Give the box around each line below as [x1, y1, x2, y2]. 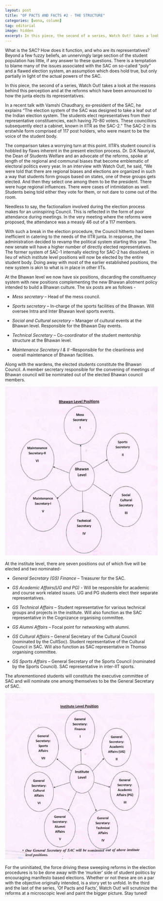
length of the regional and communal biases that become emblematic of [5, 158, 149, 164]
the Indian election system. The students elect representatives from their [5, 113, 150, 118]
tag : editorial [5, 23, 36, 28]
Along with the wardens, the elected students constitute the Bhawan [5, 362, 142, 367]
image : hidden [5, 28, 34, 33]
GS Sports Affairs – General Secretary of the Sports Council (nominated [12, 658, 156, 664]
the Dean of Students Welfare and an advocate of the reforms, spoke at [5, 153, 148, 159]
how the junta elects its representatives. [5, 93, 85, 99]
